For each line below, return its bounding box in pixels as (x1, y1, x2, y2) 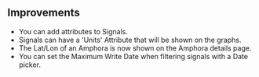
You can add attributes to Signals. (18, 26, 129, 36)
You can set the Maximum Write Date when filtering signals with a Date (18, 51, 249, 61)
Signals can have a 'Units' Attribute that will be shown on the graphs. (18, 35, 242, 44)
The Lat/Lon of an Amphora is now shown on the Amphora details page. (18, 43, 252, 53)
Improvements (7, 6, 80, 19)
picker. (18, 60, 41, 69)
